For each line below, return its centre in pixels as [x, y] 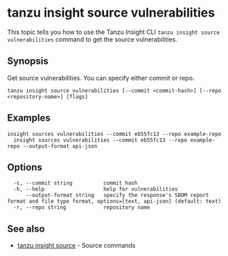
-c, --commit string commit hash [76, 183]
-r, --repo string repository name [82, 207]
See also [26, 229]
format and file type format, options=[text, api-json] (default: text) [114, 202]
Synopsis [28, 61]
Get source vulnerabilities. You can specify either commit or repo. [101, 78]
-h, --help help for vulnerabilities [96, 189]
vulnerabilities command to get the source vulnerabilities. [93, 39]
